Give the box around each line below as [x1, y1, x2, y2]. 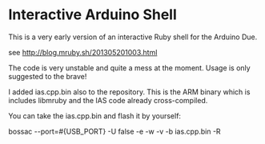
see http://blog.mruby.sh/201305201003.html [8, 47, 158, 57]
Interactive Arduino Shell [8, 6, 178, 24]
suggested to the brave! [8, 71, 87, 81]
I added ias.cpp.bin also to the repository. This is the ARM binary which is [8, 86, 251, 97]
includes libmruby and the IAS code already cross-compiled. [8, 95, 208, 105]
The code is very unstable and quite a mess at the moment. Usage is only [8, 62, 251, 73]
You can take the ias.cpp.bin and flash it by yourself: [8, 110, 182, 121]
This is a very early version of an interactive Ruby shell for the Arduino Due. [8, 32, 258, 42]
